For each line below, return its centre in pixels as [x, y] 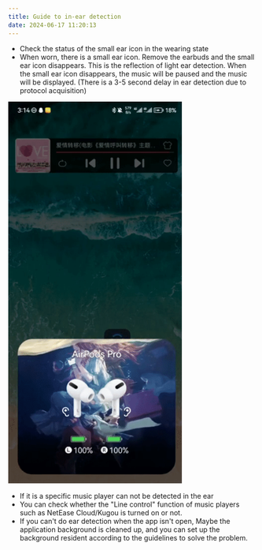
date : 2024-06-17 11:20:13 [52, 25]
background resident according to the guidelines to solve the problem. [133, 537]
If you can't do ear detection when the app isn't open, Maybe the [125, 521]
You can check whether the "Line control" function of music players [129, 504]
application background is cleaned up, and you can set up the [120, 529]
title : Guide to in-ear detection [65, 17]
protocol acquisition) [53, 90]
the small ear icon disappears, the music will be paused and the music [133, 73]
